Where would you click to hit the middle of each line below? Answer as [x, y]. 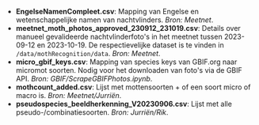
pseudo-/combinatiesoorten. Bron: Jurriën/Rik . [92, 112]
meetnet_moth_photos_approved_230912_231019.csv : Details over [128, 28]
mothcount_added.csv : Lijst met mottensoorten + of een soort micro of [133, 87]
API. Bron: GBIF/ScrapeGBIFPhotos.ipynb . [84, 79]
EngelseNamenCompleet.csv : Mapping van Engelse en [107, 11]
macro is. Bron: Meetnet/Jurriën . [69, 95]
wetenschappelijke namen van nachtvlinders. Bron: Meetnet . [114, 20]
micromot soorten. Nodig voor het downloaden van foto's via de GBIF [129, 70]
